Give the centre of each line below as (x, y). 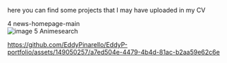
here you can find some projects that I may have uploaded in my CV (106, 10)
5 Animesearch (56, 31)
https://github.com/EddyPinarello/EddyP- (67, 44)
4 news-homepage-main (44, 23)
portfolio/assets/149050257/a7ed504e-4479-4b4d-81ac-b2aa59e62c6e (113, 52)
